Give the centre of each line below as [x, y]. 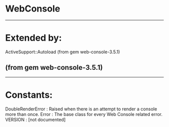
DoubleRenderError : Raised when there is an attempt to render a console [81, 109]
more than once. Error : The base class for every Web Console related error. [84, 114]
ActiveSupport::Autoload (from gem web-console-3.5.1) [63, 52]
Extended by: [33, 38]
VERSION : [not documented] [35, 119]
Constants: [29, 95]
